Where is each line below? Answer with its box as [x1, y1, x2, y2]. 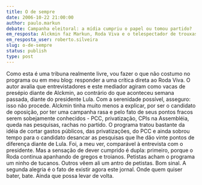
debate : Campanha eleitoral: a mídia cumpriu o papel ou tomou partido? [6, 25, 192, 32]
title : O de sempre [6, 8, 55, 15]
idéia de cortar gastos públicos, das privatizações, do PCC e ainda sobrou [6, 127, 191, 135]
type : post [6, 53, 34, 59]
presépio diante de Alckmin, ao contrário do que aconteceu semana [6, 89, 174, 96]
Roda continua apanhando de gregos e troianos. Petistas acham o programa [6, 153, 195, 160]
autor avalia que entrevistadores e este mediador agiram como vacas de [6, 82, 186, 90]
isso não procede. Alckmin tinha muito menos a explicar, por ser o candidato [6, 102, 196, 109]
